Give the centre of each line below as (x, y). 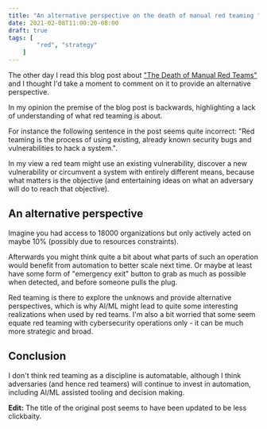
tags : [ (21, 38)
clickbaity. (25, 416)
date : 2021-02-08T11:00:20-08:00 (64, 23)
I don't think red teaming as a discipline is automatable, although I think (125, 375)
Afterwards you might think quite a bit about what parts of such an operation (133, 257)
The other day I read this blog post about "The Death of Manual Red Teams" (133, 75)
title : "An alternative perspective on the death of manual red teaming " (135, 15)
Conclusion (37, 356)
